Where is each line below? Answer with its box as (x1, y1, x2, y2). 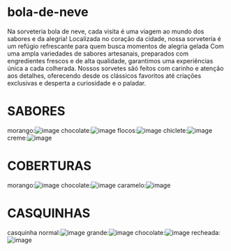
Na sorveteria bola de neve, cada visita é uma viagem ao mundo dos (7, 27, 204, 35)
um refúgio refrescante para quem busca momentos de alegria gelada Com (7, 42, 225, 50)
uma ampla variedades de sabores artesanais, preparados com (7, 49, 189, 58)
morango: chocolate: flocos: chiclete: (7, 126, 188, 134)
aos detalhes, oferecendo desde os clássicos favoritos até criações (7, 71, 202, 80)
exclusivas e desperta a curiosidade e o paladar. (7, 79, 147, 87)
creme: (7, 133, 28, 142)
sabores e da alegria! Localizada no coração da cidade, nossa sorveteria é (7, 34, 221, 42)
